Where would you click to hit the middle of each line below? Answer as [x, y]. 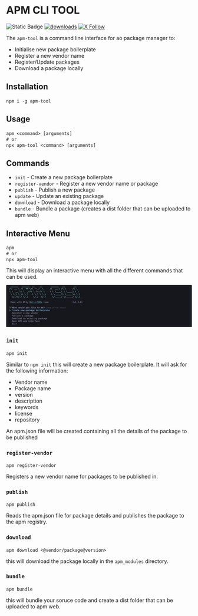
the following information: [37, 370]
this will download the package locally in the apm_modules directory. [88, 561]
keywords [27, 407]
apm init [17, 353]
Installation [27, 87]
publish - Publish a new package [55, 190]
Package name [33, 388]
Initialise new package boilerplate [55, 49]
